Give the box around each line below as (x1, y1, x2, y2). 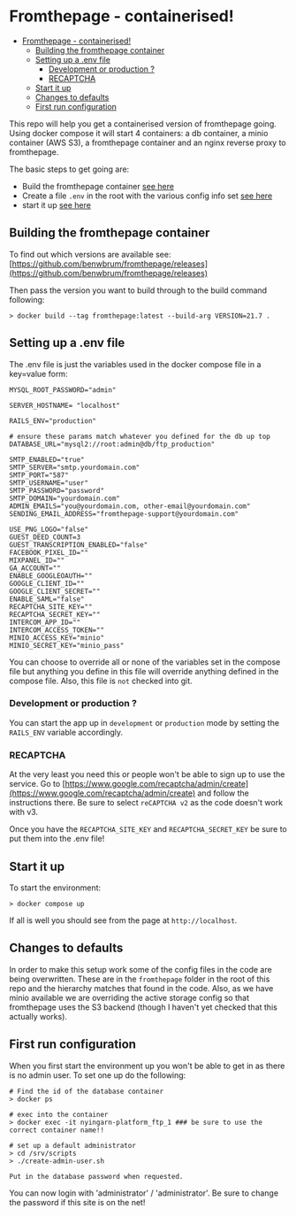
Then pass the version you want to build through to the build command (9, 285, 268, 296)
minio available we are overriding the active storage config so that (9, 992, 250, 1003)
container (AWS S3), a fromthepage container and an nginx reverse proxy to (9, 137, 286, 148)
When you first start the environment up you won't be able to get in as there (9, 1060, 285, 1071)
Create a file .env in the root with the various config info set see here (21, 190, 273, 201)
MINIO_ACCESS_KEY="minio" (9, 633, 104, 643)
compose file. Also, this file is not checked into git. (9, 675, 193, 686)
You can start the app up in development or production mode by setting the (9, 717, 280, 727)
